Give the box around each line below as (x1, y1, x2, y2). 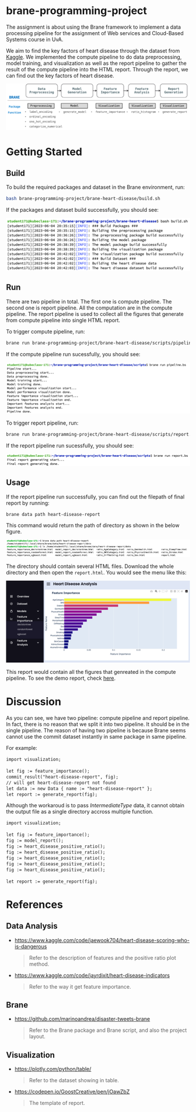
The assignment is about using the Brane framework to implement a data (6, 23, 181, 30)
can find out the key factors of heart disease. (6, 72, 115, 79)
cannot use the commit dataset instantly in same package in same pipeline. (6, 733, 187, 740)
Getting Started (6, 145, 83, 159)
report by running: (6, 499, 50, 507)
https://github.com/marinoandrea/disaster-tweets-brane (14, 1015, 150, 1023)
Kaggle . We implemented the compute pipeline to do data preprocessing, (6, 53, 182, 60)
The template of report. (29, 1100, 86, 1107)
